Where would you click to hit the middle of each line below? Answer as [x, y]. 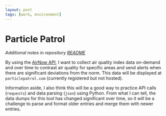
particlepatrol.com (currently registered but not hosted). [64, 78]
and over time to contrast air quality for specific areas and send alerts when [83, 68]
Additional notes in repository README [45, 53]
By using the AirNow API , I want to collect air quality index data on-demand [83, 62]
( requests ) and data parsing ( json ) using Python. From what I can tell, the [80, 93]
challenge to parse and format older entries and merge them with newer [79, 104]
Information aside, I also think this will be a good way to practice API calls [81, 88]
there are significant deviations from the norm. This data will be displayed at [83, 73]
